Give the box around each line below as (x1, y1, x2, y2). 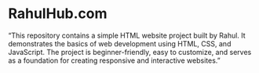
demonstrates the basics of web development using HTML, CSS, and (8, 38, 232, 48)
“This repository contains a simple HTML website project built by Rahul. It (8, 31, 246, 40)
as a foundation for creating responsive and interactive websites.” (8, 56, 221, 65)
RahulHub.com (8, 5, 108, 23)
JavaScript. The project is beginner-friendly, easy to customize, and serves (8, 47, 252, 57)
